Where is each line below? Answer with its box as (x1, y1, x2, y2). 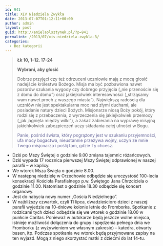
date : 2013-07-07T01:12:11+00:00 (5, 16, 73, 21)
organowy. (12, 188, 34, 194)
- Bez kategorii (9, 44, 42, 48)
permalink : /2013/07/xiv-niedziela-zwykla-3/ (5, 35, 99, 40)
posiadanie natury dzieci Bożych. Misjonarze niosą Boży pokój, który (17, 107, 156, 113)
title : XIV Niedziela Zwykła (5, 12, 64, 17)
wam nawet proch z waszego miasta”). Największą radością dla (17, 96, 145, 103)
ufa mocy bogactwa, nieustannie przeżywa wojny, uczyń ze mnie (17, 137, 148, 143)
